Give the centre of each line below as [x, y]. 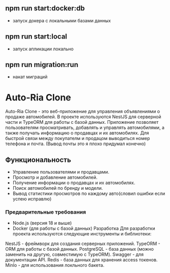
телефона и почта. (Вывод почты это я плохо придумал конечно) [76, 144]
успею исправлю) [32, 199]
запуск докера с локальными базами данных [62, 20]
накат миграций [30, 77]
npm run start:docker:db [45, 8]
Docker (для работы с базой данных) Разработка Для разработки [84, 228]
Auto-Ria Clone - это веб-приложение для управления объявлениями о [83, 112]
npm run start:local [36, 37]
